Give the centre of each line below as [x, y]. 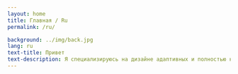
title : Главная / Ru [38, 20]
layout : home [27, 14]
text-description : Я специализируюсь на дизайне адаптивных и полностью [117, 60]
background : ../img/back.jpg [50, 39]
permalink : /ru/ [31, 27]
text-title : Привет [36, 53]
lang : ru [20, 47]
